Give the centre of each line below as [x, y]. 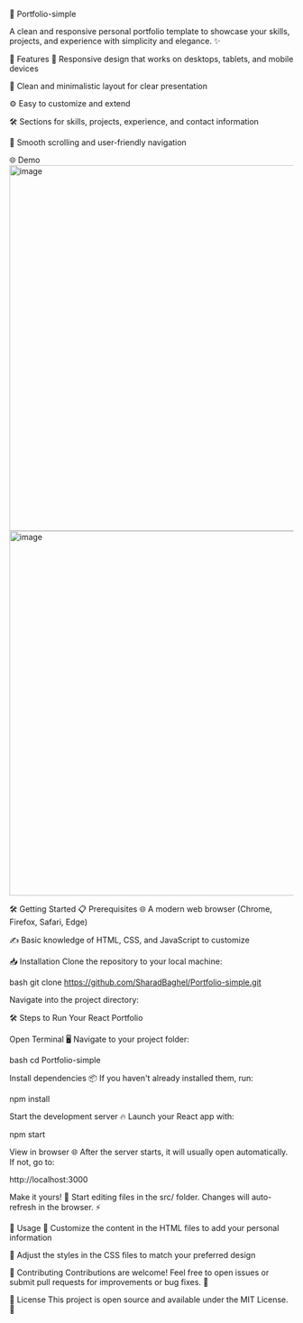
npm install [30, 1099]
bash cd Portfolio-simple [55, 1060]
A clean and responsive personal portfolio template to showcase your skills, [150, 31]
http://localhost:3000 [49, 1180]
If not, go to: [32, 1162]
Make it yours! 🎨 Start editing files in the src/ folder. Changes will [129, 1197]
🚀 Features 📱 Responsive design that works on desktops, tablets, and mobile [151, 59]
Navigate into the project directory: [74, 1000]
